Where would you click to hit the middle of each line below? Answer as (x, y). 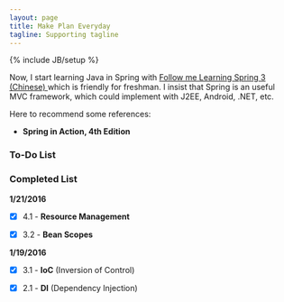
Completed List (44, 179)
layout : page (34, 18)
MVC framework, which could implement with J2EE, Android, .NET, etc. (142, 96)
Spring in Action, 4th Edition (76, 132)
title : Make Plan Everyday (60, 26)
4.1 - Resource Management (76, 216)
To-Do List (32, 155)
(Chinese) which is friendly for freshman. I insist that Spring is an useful (142, 87)
